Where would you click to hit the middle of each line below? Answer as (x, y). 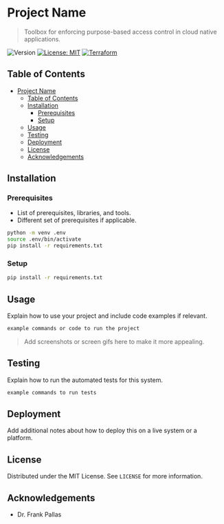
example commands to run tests (52, 392)
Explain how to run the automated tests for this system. (85, 380)
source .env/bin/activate (44, 239)
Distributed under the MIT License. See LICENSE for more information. (105, 476)
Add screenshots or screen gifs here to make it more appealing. (114, 341)
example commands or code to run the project (73, 329)
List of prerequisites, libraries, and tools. (74, 213)
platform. (20, 438)
